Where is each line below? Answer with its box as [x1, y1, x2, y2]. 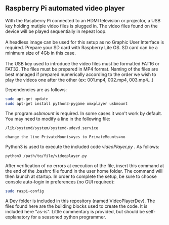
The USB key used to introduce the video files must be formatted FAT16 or [5, 60, 160, 66]
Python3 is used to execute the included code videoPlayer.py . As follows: [5, 144, 159, 150]
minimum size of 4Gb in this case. [5, 50, 76, 56]
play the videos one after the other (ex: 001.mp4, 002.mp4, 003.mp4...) [5, 77, 154, 83]
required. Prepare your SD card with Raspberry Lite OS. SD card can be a [5, 44, 158, 50]
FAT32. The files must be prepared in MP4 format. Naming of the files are [5, 66, 158, 72]
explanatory [5, 214, 30, 220]
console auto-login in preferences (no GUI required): [5, 179, 115, 185]
